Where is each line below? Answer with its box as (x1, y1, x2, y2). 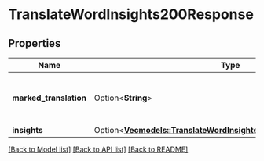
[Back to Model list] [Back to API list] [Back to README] (8, 145, 189, 154)
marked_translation (12, 92, 87, 103)
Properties (8, 37, 61, 50)
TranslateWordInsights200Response (8, 5, 254, 23)
